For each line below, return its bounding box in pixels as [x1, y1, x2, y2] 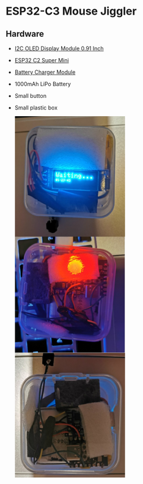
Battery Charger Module [14, 68, 76, 76]
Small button [14, 92, 47, 99]
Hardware [5, 29, 44, 39]
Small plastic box [14, 104, 58, 111]
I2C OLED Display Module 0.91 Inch [14, 45, 105, 52]
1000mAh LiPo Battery [14, 81, 71, 87]
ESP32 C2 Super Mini [14, 57, 69, 64]
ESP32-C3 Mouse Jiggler [5, 4, 137, 18]
